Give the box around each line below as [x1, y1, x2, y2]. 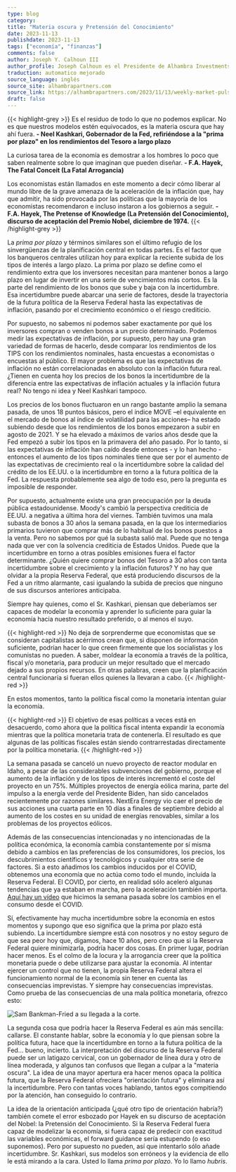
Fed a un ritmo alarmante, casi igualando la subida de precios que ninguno [7, 579, 223, 587]
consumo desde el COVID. [7, 900, 84, 908]
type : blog [7, 10, 39, 18]
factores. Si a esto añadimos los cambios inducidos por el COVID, [7, 863, 197, 871]
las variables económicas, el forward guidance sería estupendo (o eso [7, 1135, 211, 1142]
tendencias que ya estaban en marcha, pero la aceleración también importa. [7, 885, 228, 894]
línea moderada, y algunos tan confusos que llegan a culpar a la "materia [7, 1061, 219, 1069]
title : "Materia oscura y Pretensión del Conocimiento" [7, 23, 174, 30]
